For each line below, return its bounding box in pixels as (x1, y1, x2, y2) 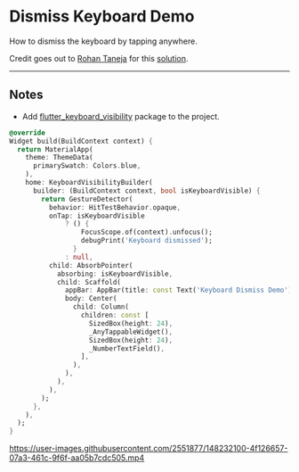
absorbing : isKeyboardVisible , (56, 269, 174, 278)
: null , (65, 253, 93, 261)
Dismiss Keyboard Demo (9, 6, 195, 27)
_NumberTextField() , (88, 344, 166, 353)
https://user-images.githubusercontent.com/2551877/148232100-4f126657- (9, 443, 288, 454)
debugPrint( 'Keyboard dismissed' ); (80, 236, 214, 245)
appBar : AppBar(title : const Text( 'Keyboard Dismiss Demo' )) (65, 286, 296, 295)
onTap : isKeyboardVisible (48, 211, 145, 220)
